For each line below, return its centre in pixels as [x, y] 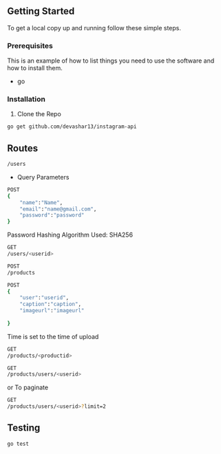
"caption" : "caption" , [50, 304]
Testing [24, 428]
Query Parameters [43, 177]
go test [18, 444]
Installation [27, 99]
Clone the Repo [39, 114]
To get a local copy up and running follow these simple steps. [94, 28]
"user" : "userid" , [44, 298]
